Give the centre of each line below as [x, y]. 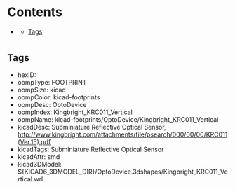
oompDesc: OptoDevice [52, 104]
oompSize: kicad [42, 90]
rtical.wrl [30, 178]
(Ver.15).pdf [34, 141]
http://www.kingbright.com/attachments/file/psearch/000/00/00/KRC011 [122, 134]
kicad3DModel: [39, 164]
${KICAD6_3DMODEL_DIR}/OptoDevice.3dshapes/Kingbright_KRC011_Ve [122, 171]
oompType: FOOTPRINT [52, 82]
